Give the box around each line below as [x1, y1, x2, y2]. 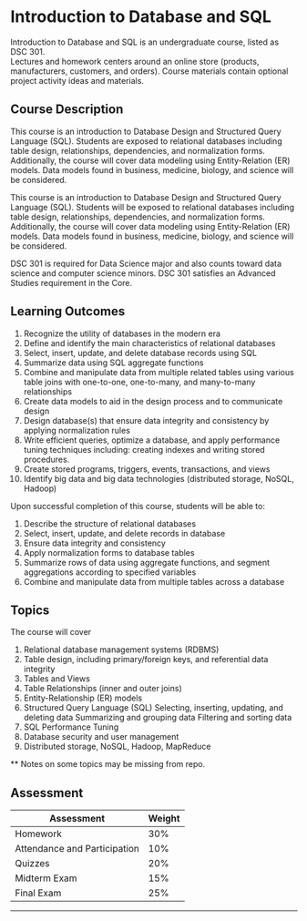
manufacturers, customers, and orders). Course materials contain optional [10, 66, 289, 77]
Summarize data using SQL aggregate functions [23, 357, 204, 368]
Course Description [10, 102, 124, 118]
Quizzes [15, 857, 50, 870]
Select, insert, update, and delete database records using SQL [23, 347, 258, 358]
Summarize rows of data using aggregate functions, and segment [23, 557, 271, 568]
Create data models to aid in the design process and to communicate [23, 395, 283, 406]
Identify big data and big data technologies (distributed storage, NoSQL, [23, 473, 294, 484]
